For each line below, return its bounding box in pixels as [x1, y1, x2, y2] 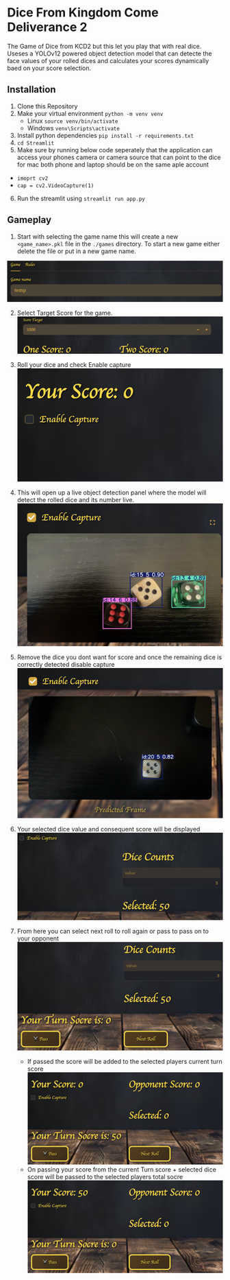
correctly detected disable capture [16, 661, 115, 669]
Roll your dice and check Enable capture [16, 360, 131, 368]
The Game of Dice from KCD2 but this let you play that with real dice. [7, 42, 202, 50]
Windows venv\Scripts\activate [27, 123, 120, 132]
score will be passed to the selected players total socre [27, 1173, 183, 1181]
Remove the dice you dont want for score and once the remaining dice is [16, 653, 222, 661]
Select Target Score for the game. [16, 309, 113, 317]
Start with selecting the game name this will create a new [16, 232, 179, 241]
